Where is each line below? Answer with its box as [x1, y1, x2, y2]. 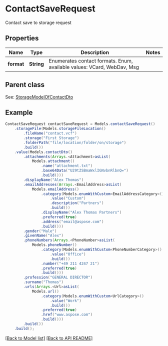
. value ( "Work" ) [49, 298, 81, 303]
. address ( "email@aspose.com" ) [40, 219, 104, 224]
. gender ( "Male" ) [23, 228, 57, 233]
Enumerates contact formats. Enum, [48, 57, 133, 64]
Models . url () [31, 288, 59, 294]
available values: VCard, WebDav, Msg [48, 63, 139, 70]
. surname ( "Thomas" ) [23, 279, 64, 285]
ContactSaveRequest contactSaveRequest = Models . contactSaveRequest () [5, 121, 155, 126]
